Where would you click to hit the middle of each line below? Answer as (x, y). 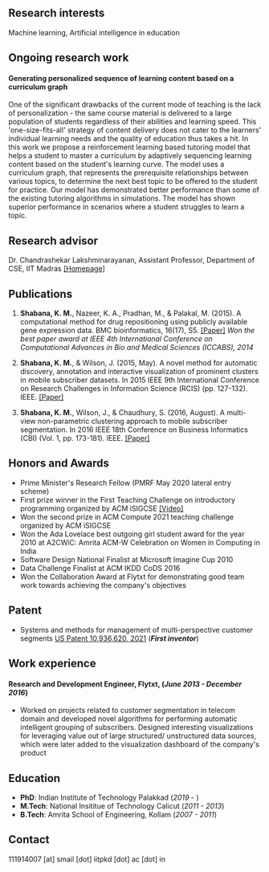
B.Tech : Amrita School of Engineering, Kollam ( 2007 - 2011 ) (118, 815)
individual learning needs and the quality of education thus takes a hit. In (128, 139)
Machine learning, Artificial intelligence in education (94, 32)
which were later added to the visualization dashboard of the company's (139, 744)
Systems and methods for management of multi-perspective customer (137, 630)
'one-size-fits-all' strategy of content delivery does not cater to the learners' (135, 130)
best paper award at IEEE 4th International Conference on (116, 339)
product (33, 753)
